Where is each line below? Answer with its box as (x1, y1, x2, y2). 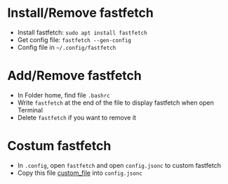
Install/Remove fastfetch (7, 5, 154, 21)
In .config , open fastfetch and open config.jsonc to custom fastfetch (17, 161, 221, 169)
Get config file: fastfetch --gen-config (17, 35, 132, 44)
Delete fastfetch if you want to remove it (17, 113, 137, 121)
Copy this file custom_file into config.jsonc (17, 169, 142, 177)
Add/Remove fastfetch (7, 68, 142, 84)
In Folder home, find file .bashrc (17, 91, 110, 99)
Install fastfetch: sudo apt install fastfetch (17, 28, 147, 37)
